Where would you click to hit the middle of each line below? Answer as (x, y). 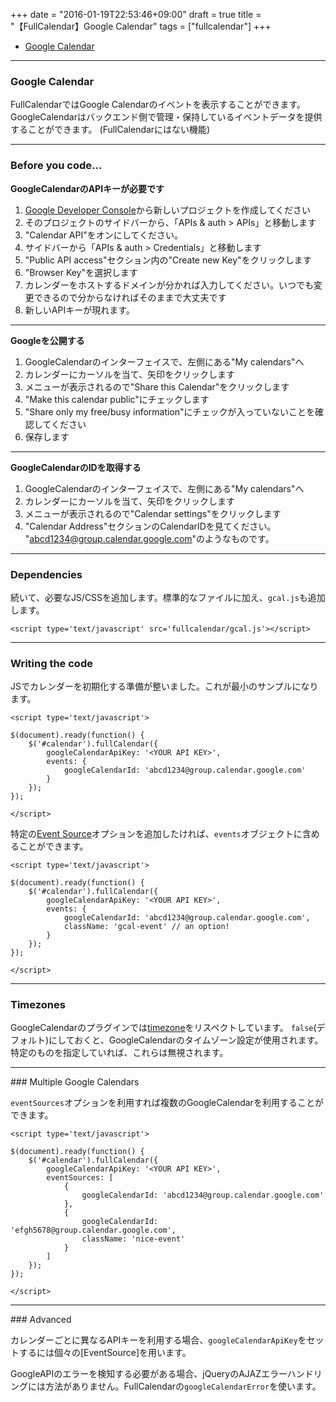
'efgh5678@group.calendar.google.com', (93, 1230)
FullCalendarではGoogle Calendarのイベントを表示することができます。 (158, 105)
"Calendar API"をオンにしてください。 (103, 235)
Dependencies (46, 574)
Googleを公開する (47, 340)
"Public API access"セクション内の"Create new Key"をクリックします (168, 260)
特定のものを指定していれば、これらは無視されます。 (119, 1053)
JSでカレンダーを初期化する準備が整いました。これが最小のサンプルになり (164, 686)
